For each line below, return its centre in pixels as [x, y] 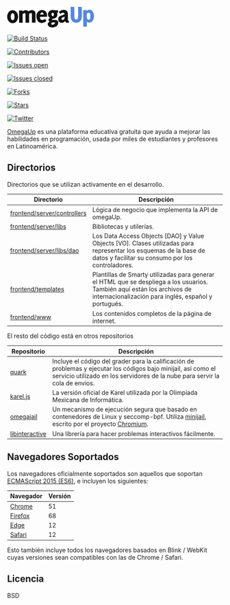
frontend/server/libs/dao [44, 251]
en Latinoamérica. [33, 146]
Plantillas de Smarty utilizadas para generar [153, 275]
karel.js [20, 396]
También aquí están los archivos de [142, 289]
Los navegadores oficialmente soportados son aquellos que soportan [105, 473]
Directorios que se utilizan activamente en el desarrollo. [86, 184]
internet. [104, 321]
